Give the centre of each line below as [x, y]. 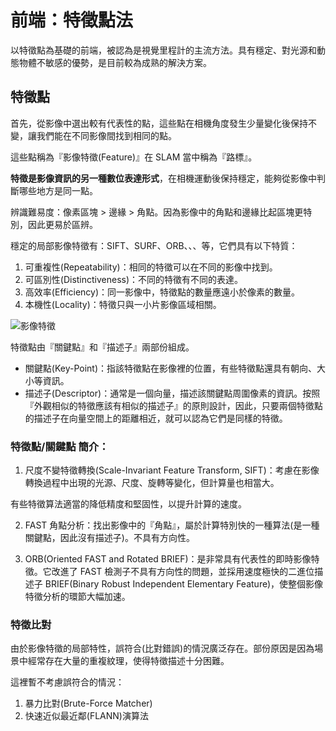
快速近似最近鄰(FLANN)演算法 [86, 716]
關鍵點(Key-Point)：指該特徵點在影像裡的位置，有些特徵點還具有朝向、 [171, 368]
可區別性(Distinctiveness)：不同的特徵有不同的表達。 [134, 279]
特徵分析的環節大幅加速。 [77, 597]
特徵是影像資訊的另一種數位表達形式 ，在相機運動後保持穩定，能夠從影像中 [163, 178]
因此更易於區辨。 [62, 224]
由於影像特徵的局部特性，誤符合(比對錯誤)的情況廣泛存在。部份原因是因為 [162, 648]
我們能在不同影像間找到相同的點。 [106, 135]
